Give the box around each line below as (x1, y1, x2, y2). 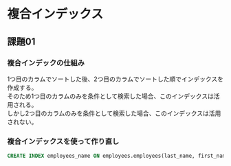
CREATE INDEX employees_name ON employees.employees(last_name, (7, 152, 195, 160)
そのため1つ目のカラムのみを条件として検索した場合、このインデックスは (7, 92, 214, 100)
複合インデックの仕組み (7, 58, 85, 67)
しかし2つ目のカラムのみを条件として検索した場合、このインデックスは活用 (7, 109, 221, 117)
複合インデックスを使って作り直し (7, 137, 120, 146)
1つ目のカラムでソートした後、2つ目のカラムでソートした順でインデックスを (7, 75, 223, 83)
